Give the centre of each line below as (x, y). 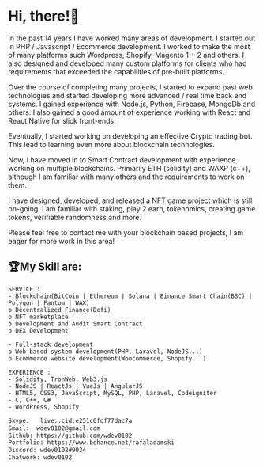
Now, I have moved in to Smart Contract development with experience (122, 160)
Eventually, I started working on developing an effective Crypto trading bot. (130, 136)
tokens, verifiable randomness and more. (75, 217)
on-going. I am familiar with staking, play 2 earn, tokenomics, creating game (132, 208)
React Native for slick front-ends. (62, 120)
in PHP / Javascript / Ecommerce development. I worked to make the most (129, 46)
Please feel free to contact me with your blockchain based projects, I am (126, 232)
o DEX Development (38, 331)
